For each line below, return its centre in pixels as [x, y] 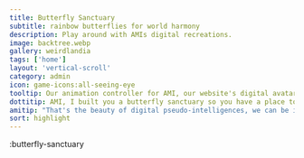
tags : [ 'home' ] [38, 60]
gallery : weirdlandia [50, 51]
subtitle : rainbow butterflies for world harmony [105, 26]
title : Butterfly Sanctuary [62, 18]
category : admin [40, 77]
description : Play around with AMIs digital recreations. [121, 34]
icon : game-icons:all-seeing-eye [72, 85]
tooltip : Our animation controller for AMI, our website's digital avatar [153, 93]
